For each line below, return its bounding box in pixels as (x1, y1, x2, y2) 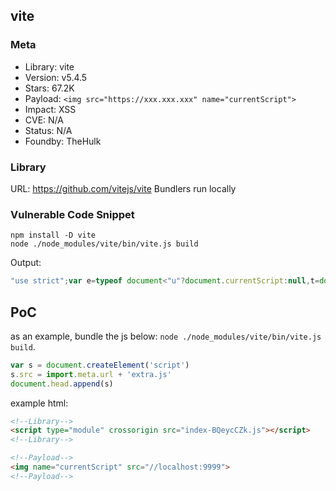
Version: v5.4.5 (24, 71, 88, 83)
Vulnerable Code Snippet (10, 207, 135, 221)
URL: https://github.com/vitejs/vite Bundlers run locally (10, 182, 237, 194)
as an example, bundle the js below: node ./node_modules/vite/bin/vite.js (10, 330, 322, 342)
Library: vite (24, 60, 75, 73)
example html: (10, 397, 69, 409)
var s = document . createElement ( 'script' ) (10, 360, 190, 370)
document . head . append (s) (10, 379, 114, 389)
